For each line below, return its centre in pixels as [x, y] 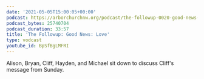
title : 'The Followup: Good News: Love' [58, 35]
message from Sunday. [35, 69]
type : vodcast [24, 40]
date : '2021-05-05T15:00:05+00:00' [51, 12]
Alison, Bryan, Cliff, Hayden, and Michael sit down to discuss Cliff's [90, 63]
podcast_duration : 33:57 [38, 29]
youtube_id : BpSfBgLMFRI [38, 46]
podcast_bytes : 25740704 [38, 23]
